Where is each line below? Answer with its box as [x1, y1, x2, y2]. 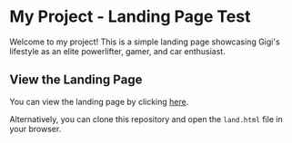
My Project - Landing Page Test [9, 6, 251, 27]
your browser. [9, 123, 62, 134]
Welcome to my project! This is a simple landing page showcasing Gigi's [9, 36, 280, 47]
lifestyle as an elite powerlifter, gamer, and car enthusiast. [9, 45, 226, 56]
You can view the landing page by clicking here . [9, 96, 189, 107]
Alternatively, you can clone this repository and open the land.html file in [9, 113, 284, 124]
